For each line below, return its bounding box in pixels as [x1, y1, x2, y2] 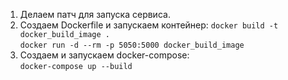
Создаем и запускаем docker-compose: [19, 49, 190, 61]
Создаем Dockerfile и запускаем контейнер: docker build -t [19, 19, 279, 31]
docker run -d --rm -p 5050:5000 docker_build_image [19, 40, 245, 50]
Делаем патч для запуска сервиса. [19, 9, 171, 20]
